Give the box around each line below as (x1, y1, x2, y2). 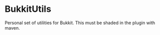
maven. (5, 25, 20, 31)
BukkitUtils (5, 3, 51, 15)
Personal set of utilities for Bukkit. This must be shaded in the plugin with (5, 20, 155, 26)
